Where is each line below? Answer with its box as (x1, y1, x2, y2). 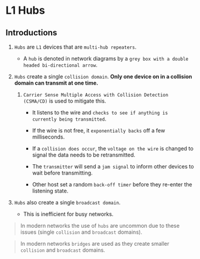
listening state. (32, 187, 69, 194)
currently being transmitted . (32, 115, 107, 122)
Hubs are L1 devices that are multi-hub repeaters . (14, 43, 137, 50)
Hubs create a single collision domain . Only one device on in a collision (14, 73, 192, 80)
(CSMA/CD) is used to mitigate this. (23, 97, 107, 104)
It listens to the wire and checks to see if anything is (32, 109, 168, 116)
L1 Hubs (5, 4, 46, 17)
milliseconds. (32, 133, 65, 140)
